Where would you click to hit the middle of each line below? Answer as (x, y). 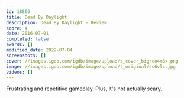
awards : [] (20, 45)
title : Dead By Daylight (37, 17)
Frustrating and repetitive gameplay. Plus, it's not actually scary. (84, 89)
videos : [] (20, 72)
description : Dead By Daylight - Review (57, 22)
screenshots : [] (26, 55)
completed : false (28, 39)
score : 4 (17, 28)
